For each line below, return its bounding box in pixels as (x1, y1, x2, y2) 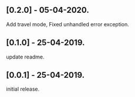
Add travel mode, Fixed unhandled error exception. (6, 20, 129, 27)
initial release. (6, 85, 40, 93)
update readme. (6, 53, 45, 60)
